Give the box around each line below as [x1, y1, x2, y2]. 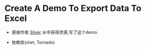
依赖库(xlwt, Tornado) [11, 39, 55, 45]
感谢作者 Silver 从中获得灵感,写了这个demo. [11, 29, 99, 35]
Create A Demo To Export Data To [4, 3, 142, 14]
